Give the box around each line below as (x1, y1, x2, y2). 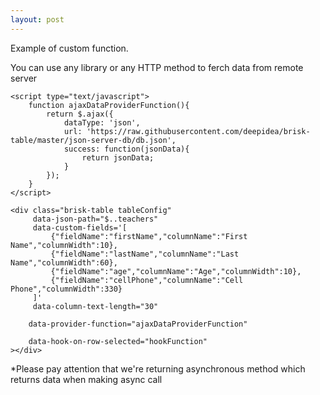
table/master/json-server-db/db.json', (10, 135, 177, 145)
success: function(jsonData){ (63, 144, 190, 154)
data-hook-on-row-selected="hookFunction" (28, 336, 208, 346)
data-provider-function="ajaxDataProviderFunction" (28, 319, 248, 329)
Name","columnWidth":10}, (10, 240, 118, 250)
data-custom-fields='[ (32, 222, 128, 233)
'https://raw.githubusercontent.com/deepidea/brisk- (86, 126, 311, 136)
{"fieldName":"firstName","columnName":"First (50, 231, 248, 241)
